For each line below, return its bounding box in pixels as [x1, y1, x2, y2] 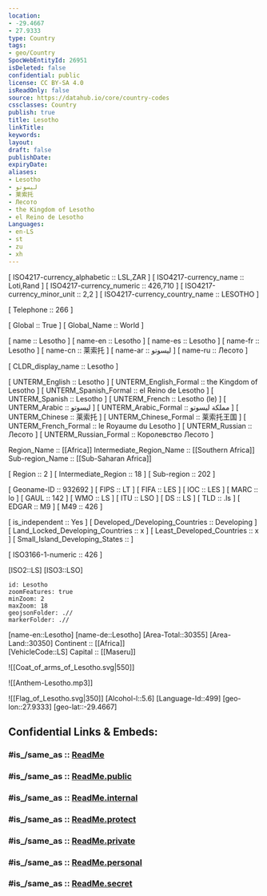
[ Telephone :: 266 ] [8, 305, 74, 314]
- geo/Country [8, 49, 56, 57]
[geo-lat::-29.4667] [53, 702, 118, 712]
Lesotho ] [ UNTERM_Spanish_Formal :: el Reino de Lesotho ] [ [8, 385, 214, 395]
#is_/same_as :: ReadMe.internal [8, 792, 138, 803]
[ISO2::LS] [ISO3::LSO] [8, 565, 84, 575]
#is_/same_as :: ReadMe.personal [8, 857, 142, 868]
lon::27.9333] [8, 702, 52, 712]
